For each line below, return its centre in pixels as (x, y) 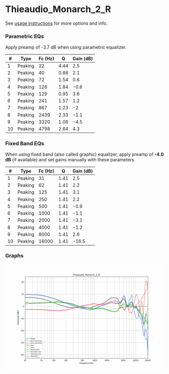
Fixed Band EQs (25, 143)
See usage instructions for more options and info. (57, 23)
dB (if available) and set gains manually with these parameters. (70, 160)
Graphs (14, 256)
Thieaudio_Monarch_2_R (58, 9)
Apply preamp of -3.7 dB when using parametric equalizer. (66, 47)
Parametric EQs (25, 36)
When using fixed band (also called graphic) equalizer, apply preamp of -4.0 (84, 154)
